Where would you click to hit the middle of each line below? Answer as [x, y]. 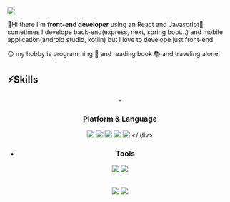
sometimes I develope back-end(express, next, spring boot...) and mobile [115, 32]
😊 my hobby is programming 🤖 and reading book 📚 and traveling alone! [114, 54]
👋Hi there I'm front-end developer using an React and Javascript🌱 [105, 25]
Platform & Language [120, 119]
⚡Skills [23, 80]
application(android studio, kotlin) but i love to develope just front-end [110, 39]
